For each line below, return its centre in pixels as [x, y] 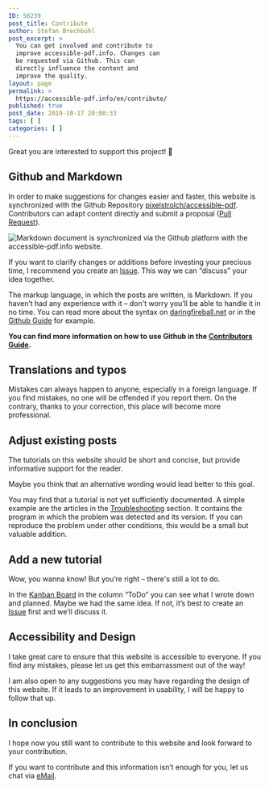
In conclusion [43, 723]
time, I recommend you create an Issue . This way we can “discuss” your [128, 270]
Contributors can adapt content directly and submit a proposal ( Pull [120, 213]
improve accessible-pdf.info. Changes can [88, 53]
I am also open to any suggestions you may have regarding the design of [129, 681]
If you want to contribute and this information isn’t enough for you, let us [128, 767]
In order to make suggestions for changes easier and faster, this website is [132, 196]
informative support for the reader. [66, 468]
